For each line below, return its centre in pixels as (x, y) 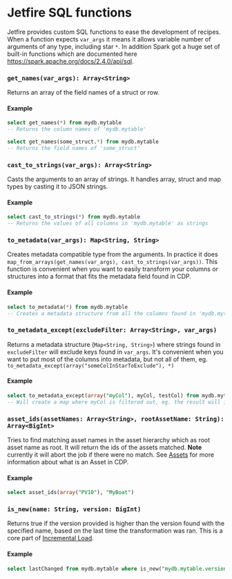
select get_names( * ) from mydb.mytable (65, 123)
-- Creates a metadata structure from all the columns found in (101, 313)
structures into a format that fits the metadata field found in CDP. (99, 276)
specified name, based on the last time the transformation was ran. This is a (115, 531)
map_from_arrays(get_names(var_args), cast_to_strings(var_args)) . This (113, 262)
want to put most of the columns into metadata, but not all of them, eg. (108, 359)
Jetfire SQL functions (70, 13)
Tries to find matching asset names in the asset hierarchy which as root (109, 439)
